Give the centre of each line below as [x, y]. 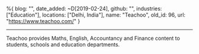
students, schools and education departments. [63, 45]
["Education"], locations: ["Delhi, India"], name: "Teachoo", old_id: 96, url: [96, 15]
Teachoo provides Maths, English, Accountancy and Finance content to [93, 38]
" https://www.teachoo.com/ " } [43, 21]
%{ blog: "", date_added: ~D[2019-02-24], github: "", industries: [84, 9]
